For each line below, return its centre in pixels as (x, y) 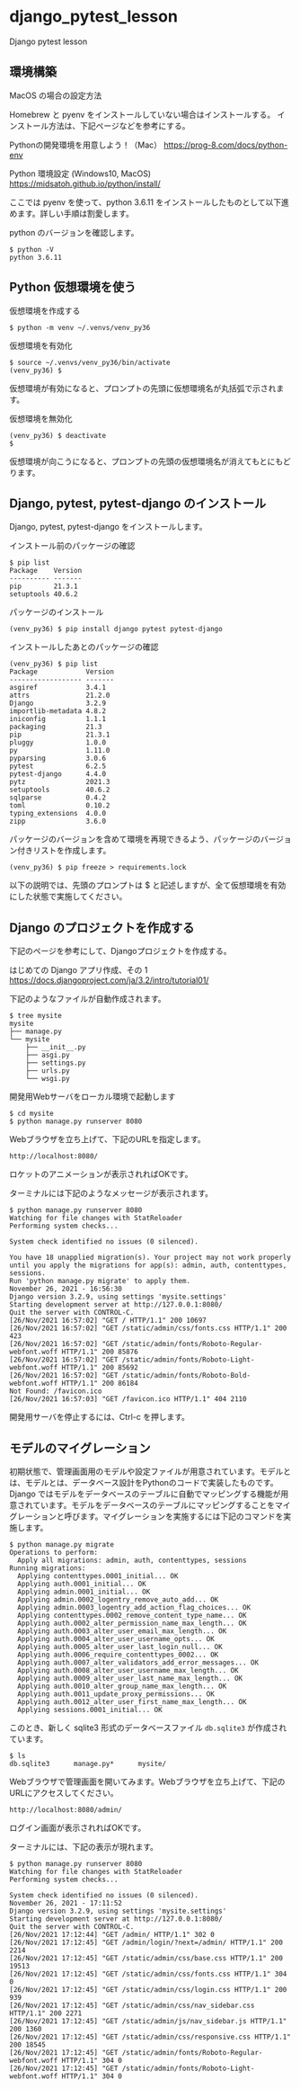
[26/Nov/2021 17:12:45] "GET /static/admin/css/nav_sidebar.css (132, 2005)
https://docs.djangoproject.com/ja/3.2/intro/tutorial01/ (109, 980)
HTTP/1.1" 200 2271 (46, 2013)
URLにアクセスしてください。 (64, 1793)
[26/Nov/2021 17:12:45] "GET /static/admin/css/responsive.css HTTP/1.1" (150, 2037)
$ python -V (31, 249)
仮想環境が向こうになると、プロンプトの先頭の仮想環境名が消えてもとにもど (150, 461)
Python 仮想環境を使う (73, 287)
